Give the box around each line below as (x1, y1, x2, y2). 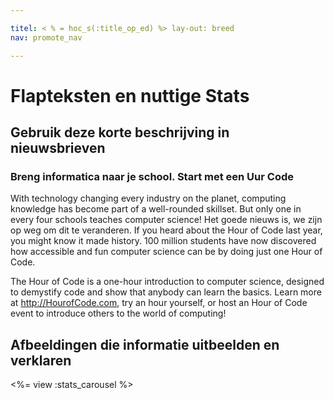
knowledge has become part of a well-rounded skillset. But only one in (10, 203, 302, 215)
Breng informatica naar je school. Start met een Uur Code (10, 170, 295, 183)
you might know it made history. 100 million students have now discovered (10, 235, 317, 247)
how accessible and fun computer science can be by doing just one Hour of (10, 246, 323, 258)
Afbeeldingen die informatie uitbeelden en (10, 336, 280, 353)
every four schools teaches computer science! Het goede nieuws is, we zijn (10, 214, 323, 226)
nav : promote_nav (10, 32, 83, 43)
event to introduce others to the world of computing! (10, 307, 227, 320)
